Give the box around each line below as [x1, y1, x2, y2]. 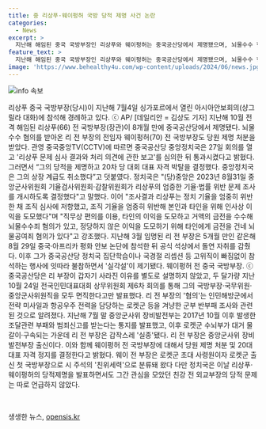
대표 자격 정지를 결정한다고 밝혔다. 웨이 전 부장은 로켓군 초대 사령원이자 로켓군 [8, 350, 249, 359]
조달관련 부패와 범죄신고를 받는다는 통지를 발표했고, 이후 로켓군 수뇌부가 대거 [8, 320, 245, 329]
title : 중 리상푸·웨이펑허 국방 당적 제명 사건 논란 [8, 11, 156, 20]
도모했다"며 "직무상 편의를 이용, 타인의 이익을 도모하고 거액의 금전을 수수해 [22, 211, 253, 221]
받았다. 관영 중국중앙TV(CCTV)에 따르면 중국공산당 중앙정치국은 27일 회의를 [8, 142, 245, 151]
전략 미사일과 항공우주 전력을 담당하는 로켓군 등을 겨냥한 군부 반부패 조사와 [8, 300, 239, 309]
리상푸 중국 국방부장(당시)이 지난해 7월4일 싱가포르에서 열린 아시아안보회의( [8, 102, 243, 112]
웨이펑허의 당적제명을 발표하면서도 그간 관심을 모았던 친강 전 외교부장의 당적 [8, 370, 243, 379]
